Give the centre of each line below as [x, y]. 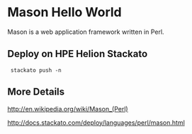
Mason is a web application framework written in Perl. [86, 32]
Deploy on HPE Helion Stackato [78, 54]
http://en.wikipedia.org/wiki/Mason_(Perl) [68, 109]
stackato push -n [36, 70]
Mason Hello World [64, 12]
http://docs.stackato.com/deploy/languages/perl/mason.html [96, 122]
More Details [36, 92]
